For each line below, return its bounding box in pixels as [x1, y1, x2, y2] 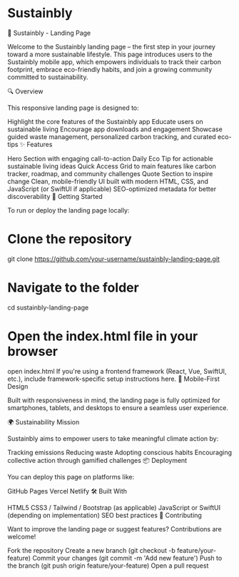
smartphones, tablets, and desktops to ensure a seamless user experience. [7, 403, 228, 412]
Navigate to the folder [7, 280, 139, 296]
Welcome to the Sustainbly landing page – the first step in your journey [7, 42, 216, 51]
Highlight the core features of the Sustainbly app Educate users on [7, 117, 203, 126]
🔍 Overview [7, 87, 44, 96]
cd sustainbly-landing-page [7, 303, 89, 312]
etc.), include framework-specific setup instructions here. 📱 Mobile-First [7, 374, 220, 383]
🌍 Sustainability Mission [7, 417, 80, 426]
